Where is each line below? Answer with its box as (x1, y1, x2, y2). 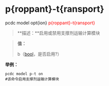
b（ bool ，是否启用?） (17, 51, 62, 57)
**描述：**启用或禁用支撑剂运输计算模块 (17, 30, 100, 36)
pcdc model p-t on (5, 71, 43, 76)
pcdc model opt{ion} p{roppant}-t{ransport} (5, 20, 95, 26)
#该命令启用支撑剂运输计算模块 (5, 77, 59, 82)
